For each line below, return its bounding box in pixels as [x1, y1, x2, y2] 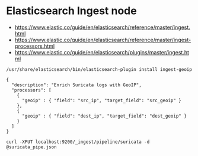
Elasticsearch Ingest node [6, 4, 138, 18]
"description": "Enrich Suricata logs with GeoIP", [11, 82, 142, 88]
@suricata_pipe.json [6, 144, 58, 150]
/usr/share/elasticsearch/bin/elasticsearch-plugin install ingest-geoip [6, 66, 193, 72]
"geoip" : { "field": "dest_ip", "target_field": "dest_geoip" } [21, 113, 187, 119]
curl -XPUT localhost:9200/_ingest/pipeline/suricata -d [6, 139, 150, 145]
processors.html [14, 43, 55, 50]
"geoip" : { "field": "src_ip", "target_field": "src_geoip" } [21, 97, 182, 103]
